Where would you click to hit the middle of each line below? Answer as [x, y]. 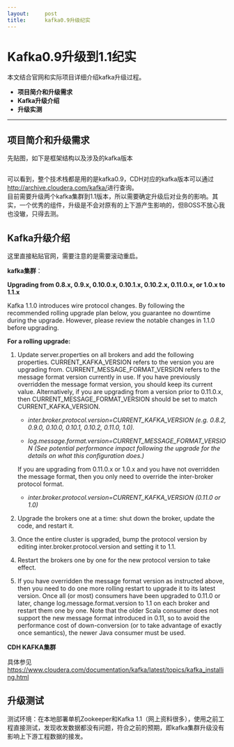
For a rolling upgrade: [39, 341]
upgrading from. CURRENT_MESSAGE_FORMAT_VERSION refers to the [119, 370]
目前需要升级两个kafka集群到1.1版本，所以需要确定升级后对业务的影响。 [110, 196]
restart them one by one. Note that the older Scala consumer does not [118, 611]
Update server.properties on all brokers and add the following [106, 355]
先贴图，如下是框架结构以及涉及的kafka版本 [70, 158]
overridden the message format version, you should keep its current [115, 384]
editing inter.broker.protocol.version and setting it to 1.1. [96, 547]
